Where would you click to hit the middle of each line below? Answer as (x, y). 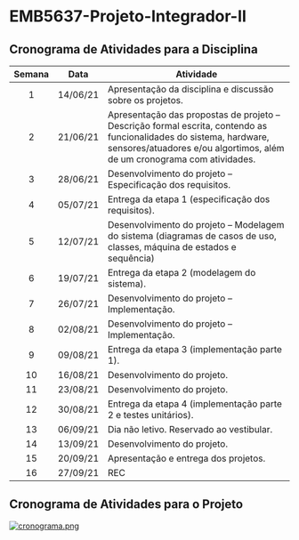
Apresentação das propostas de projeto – (194, 115)
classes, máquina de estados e (172, 247)
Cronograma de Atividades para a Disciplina (133, 49)
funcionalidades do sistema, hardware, (188, 137)
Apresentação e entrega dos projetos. (186, 458)
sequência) (131, 258)
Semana (32, 74)
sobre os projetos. (145, 100)
